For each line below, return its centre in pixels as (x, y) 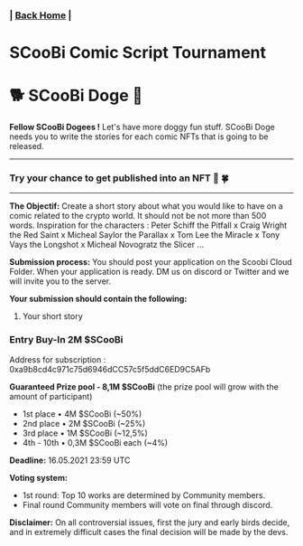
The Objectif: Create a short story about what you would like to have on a (147, 206)
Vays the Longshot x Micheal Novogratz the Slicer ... (107, 245)
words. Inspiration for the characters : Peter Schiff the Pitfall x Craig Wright (148, 225)
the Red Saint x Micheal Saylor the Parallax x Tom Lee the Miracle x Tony (145, 235)
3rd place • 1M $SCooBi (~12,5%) (85, 433)
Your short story (52, 316)
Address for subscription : (58, 359)
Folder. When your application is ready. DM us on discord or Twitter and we (149, 272)
